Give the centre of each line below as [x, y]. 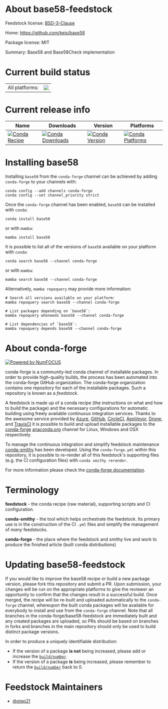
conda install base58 [28, 219]
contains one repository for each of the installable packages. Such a [75, 388]
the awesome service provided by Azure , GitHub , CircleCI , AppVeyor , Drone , [84, 419]
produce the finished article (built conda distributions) [61, 544]
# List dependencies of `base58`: [41, 324]
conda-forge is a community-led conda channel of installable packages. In [82, 372]
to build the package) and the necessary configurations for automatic [77, 408]
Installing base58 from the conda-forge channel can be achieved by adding [81, 176]
